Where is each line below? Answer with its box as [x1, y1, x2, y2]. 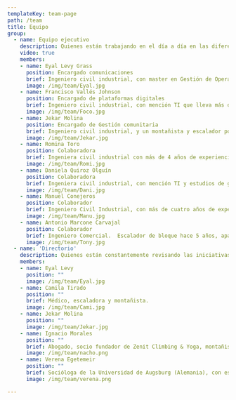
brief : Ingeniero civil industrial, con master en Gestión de [25, 75, 212, 83]
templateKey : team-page [7, 10, 77, 18]
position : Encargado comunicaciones [25, 69, 133, 76]
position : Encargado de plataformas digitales [25, 95, 165, 102]
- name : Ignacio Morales [20, 330, 93, 337]
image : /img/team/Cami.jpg [25, 304, 105, 311]
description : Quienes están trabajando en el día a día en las [20, 43, 209, 50]
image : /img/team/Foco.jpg [25, 108, 105, 115]
